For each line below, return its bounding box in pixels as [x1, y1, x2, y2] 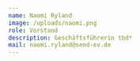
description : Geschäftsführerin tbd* [8, 33, 133, 42]
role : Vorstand [8, 26, 59, 34]
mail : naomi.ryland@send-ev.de [8, 41, 112, 49]
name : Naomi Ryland [8, 11, 73, 20]
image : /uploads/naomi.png [8, 19, 97, 27]
